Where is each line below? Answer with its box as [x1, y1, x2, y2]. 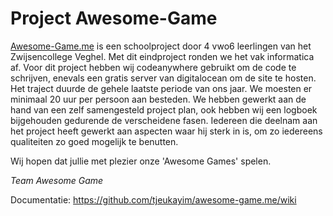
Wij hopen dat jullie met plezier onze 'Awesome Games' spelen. [10, 155, 272, 167]
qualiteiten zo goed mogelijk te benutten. [10, 135, 179, 147]
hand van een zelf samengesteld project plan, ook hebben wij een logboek [10, 103, 318, 116]
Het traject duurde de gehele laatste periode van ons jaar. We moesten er [10, 82, 313, 94]
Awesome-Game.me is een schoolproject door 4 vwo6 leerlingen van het [10, 40, 312, 52]
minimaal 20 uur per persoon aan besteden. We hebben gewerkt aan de [10, 93, 307, 105]
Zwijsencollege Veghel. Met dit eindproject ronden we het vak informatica [10, 50, 315, 62]
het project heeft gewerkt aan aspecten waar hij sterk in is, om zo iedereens [10, 125, 323, 137]
